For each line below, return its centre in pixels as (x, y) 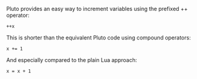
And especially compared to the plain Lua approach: (72, 60)
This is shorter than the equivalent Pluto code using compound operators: (99, 38)
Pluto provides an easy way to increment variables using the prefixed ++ (97, 9)
